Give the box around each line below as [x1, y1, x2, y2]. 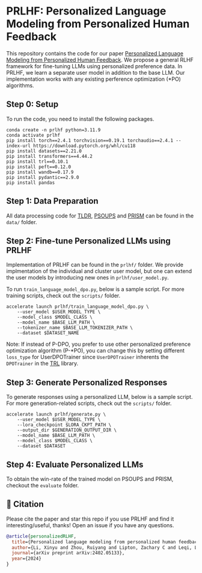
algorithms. [6, 81, 34, 89]
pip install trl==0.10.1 [6, 158, 69, 164]
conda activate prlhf [6, 132, 61, 138]
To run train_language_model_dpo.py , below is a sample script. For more [6, 286, 185, 293]
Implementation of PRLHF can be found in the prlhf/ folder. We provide [6, 261, 184, 269]
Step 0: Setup [6, 99, 59, 110]
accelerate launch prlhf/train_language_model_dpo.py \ [6, 304, 149, 310]
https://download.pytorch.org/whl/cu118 [32, 143, 136, 149]
